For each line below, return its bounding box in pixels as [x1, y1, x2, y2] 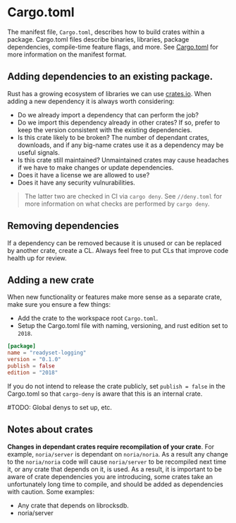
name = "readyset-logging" [7, 349, 87, 357]
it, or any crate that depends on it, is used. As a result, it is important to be [7, 464, 222, 474]
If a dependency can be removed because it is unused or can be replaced [7, 238, 222, 247]
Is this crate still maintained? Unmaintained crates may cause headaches [17, 155, 229, 164]
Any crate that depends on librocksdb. [17, 501, 129, 510]
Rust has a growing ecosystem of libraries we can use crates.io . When [7, 89, 211, 98]
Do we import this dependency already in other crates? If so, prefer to [17, 118, 221, 127]
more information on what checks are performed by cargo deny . [24, 199, 210, 208]
